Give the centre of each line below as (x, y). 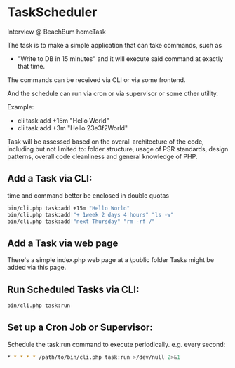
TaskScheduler (52, 12)
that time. (31, 66)
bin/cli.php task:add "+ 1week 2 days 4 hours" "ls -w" (90, 214)
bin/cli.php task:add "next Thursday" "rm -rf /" (81, 222)
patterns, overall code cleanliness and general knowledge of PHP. (102, 156)
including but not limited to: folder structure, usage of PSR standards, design (118, 149)
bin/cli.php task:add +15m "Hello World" (69, 208)
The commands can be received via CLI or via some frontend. (96, 80)
